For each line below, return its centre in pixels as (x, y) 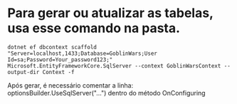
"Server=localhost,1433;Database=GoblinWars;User (83, 53)
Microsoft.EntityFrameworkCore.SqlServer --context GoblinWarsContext (114, 66)
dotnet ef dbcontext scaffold (52, 47)
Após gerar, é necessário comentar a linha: (70, 85)
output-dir (23, 72)
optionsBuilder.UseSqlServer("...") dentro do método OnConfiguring (106, 93)
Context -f (58, 72)
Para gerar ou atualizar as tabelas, (110, 13)
